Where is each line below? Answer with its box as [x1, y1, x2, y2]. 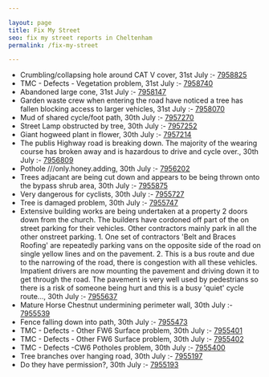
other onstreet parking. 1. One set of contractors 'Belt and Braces [19, 232, 237, 241]
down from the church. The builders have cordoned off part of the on [19, 215, 250, 225]
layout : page [8, 18, 52, 26]
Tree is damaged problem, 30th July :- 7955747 [19, 198, 178, 208]
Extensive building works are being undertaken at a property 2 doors [19, 206, 248, 217]
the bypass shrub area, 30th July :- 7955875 [19, 181, 169, 191]
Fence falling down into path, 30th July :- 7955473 [19, 318, 188, 327]
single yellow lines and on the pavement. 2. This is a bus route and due [19, 249, 255, 259]
